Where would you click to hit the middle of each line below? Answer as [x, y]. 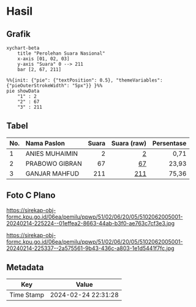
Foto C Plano [31, 196]
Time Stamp [27, 295]
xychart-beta [23, 48]
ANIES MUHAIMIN [52, 153]
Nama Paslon [45, 143]
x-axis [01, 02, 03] [43, 59]
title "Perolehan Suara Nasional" [61, 53]
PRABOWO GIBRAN [54, 163]
